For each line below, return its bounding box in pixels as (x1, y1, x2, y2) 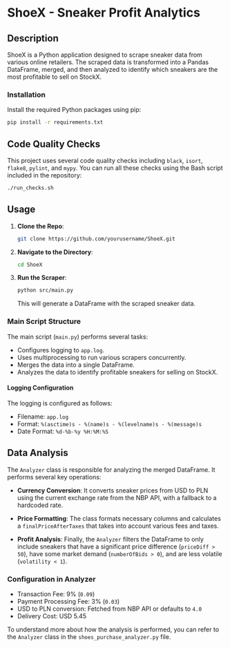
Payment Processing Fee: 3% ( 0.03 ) (17, 597, 120, 605)
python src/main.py (17, 287, 74, 294)
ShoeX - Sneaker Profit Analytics (7, 5, 200, 21)
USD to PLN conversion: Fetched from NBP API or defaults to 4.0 (17, 604, 202, 613)
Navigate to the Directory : (17, 247, 93, 256)
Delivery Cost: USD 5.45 (17, 611, 87, 620)
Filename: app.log (17, 412, 69, 421)
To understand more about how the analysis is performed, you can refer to (7, 625, 220, 633)
